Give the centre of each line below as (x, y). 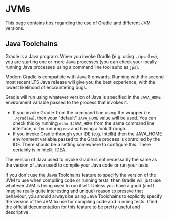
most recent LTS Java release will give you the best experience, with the (80, 82)
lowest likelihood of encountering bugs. (46, 87)
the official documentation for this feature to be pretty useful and (73, 207)
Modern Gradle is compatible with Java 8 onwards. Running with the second (84, 77)
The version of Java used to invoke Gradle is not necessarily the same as (81, 159)
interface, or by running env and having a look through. (69, 128)
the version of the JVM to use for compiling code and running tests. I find (81, 201)
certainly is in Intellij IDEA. (39, 150)
